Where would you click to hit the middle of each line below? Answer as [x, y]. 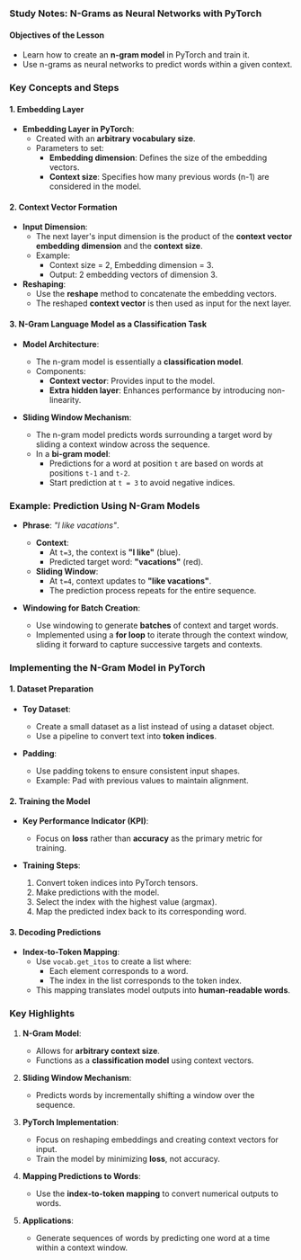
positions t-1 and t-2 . [89, 473]
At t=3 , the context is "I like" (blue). [115, 552]
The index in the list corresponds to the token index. [146, 981]
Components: [61, 371]
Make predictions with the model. [97, 892]
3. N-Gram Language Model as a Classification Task [108, 324]
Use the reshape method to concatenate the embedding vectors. [156, 294]
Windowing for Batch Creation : [81, 608]
